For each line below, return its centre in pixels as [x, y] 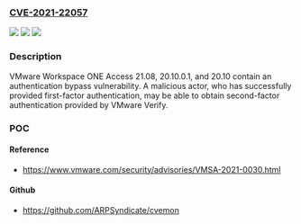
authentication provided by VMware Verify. [89, 104]
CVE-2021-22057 [49, 13]
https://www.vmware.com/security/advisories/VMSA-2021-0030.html [151, 169]
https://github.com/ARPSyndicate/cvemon [101, 210]
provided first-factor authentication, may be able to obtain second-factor [145, 95]
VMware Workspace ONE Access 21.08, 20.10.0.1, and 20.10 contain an [141, 76]
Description [36, 57]
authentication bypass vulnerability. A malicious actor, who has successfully [150, 85]
